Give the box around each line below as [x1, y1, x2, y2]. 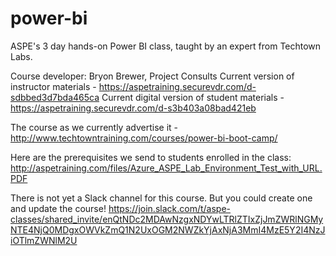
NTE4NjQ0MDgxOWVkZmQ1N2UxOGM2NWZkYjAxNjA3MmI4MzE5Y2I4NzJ [10, 223, 326, 236]
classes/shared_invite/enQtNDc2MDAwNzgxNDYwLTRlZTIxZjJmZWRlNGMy [10, 213, 324, 225]
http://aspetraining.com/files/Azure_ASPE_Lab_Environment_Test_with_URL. [10, 162, 323, 174]
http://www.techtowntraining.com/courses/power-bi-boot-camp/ [10, 132, 278, 144]
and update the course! [10, 202, 107, 214]
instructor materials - [10, 80, 97, 92]
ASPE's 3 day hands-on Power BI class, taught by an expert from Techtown [10, 40, 322, 52]
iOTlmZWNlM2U [10, 234, 78, 246]
